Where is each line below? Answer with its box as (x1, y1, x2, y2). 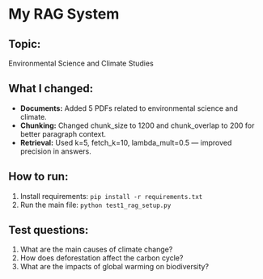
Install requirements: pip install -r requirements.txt (19, 191, 203, 201)
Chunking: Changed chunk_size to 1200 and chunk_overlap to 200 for (19, 120, 255, 130)
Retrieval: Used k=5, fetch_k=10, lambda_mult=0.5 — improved (19, 137, 232, 147)
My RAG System (8, 5, 120, 23)
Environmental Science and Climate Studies (8, 58, 154, 68)
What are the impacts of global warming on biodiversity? (19, 262, 209, 272)
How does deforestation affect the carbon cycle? (19, 253, 184, 263)
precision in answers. (19, 146, 91, 156)
